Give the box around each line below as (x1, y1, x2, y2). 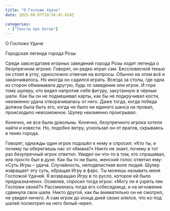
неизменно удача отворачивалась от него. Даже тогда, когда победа (5, 99, 157, 105)
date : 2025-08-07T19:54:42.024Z (5, 12, 74, 17)
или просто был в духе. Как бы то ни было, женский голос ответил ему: (5, 157, 162, 163)
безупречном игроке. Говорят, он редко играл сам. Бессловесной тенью (5, 66, 165, 72)
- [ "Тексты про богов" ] (7, 26, 58, 31)
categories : (5, 22, 31, 27)
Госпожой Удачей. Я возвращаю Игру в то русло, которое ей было (5, 173, 151, 179)
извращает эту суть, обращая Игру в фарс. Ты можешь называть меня (5, 167, 161, 174)
